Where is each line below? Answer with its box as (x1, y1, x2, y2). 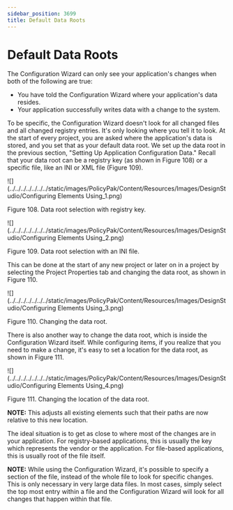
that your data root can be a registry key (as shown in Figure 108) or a (7, 156, 208, 165)
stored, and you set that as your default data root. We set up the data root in (7, 141, 225, 150)
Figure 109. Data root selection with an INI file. (7, 247, 140, 255)
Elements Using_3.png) (57, 304, 124, 313)
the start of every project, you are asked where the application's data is (7, 134, 213, 142)
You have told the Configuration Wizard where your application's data (17, 91, 218, 99)
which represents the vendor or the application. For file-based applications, (7, 444, 225, 453)
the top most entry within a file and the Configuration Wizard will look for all (7, 488, 225, 496)
